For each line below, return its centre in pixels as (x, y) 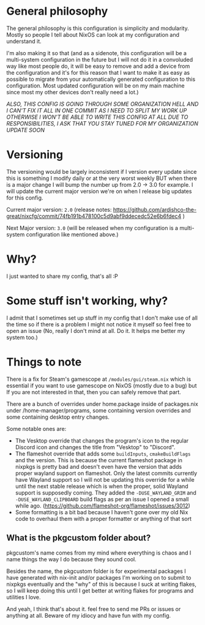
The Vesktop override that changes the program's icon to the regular (102, 440)
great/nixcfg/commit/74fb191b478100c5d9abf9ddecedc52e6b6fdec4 (94, 216)
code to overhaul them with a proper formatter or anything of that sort (103, 518)
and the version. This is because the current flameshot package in (99, 460)
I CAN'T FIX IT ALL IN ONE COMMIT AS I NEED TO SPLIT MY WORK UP (97, 110)
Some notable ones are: (36, 429)
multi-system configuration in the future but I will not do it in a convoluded (100, 59)
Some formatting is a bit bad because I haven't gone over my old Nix (102, 512)
